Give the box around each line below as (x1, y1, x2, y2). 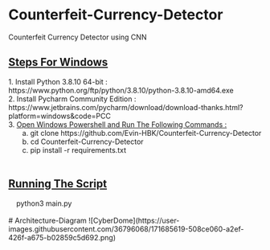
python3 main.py (15, 199, 72, 208)
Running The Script (8, 177, 107, 191)
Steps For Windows (8, 55, 108, 69)
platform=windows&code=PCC (8, 111, 111, 121)
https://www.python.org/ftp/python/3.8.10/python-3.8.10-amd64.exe (8, 85, 235, 95)
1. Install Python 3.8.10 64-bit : (8, 76, 108, 86)
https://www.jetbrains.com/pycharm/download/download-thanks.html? (8, 102, 243, 112)
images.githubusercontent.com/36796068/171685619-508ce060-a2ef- (8, 223, 244, 234)
